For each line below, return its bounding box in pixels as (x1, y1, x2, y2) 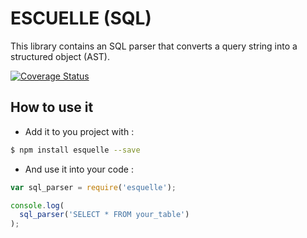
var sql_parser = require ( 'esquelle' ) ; (10, 182, 177, 192)
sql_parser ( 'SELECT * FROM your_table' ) (19, 210, 190, 220)
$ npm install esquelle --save (10, 145, 141, 155)
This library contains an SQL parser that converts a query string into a (10, 40, 298, 52)
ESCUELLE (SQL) (10, 7, 152, 30)
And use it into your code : (24, 163, 134, 175)
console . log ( (10, 200, 65, 211)
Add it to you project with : (24, 125, 135, 137)
